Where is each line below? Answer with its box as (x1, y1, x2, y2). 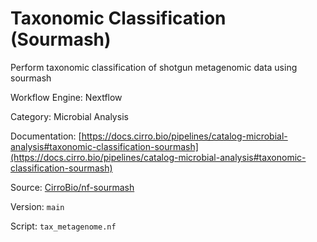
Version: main (10, 200, 65, 212)
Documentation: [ (10, 130, 82, 142)
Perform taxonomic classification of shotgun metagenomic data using (10, 61, 298, 73)
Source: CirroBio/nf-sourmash (10, 181, 135, 193)
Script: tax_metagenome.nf (10, 220, 117, 232)
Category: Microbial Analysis (10, 110, 129, 122)
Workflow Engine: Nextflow (10, 91, 123, 103)
